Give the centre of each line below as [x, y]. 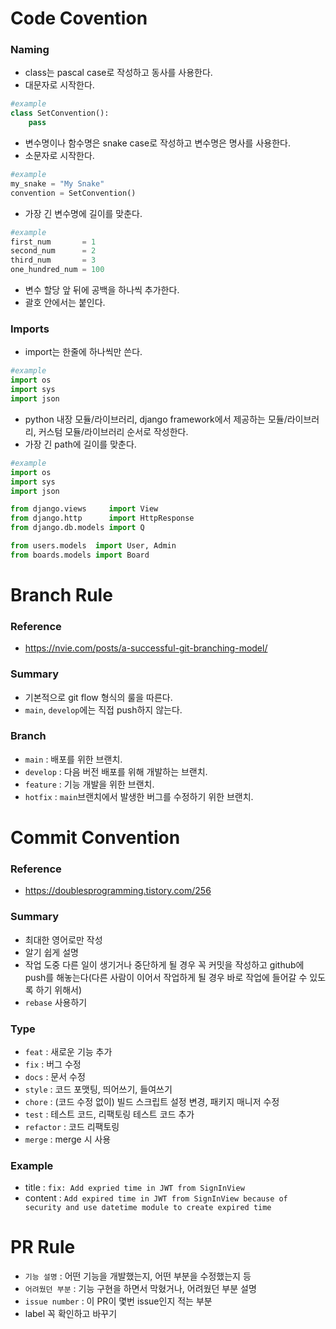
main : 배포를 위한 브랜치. [73, 759]
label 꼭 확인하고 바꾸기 [71, 1314]
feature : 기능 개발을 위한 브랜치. [89, 784]
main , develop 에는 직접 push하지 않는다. [103, 709]
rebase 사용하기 [56, 1002]
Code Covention [79, 18]
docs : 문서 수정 [55, 1076]
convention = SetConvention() [73, 193]
